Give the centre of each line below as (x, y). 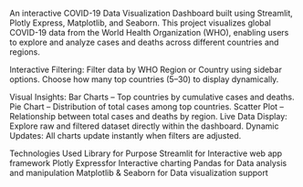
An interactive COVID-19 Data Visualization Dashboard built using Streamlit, (151, 13)
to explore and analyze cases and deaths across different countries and (144, 42)
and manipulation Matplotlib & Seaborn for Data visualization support (139, 173)
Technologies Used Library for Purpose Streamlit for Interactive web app (146, 153)
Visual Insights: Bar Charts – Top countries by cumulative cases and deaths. (152, 97)
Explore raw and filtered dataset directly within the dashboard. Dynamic (144, 126)
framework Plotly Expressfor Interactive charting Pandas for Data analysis (148, 163)
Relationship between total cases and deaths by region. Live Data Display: (148, 116)
